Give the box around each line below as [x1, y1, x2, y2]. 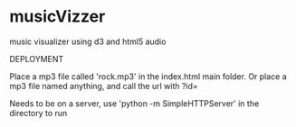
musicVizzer [9, 6, 106, 27]
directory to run [9, 107, 68, 118]
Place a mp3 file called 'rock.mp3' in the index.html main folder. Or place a [9, 70, 287, 82]
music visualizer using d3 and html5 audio [9, 36, 167, 47]
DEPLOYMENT [9, 53, 64, 64]
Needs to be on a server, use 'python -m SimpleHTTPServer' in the [9, 97, 260, 109]
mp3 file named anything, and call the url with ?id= [9, 80, 199, 91]
